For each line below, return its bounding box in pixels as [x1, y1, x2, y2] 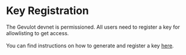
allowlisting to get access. [6, 29, 69, 36]
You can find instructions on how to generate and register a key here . [6, 42, 174, 49]
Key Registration [6, 4, 89, 18]
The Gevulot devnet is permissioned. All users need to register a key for [6, 23, 180, 30]
